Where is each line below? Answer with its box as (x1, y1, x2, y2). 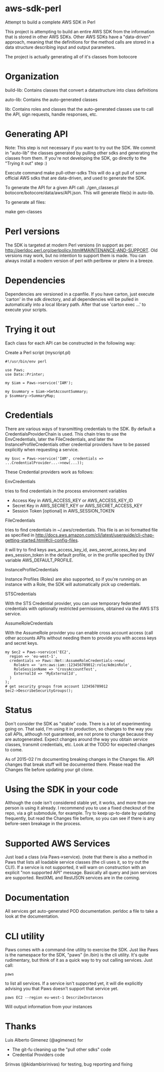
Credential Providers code (12, 1052, 65, 1058)
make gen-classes (5, 209, 42, 215)
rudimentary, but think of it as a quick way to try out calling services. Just (5, 957, 153, 963)
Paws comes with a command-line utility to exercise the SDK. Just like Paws (5, 947, 159, 953)
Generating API (5, 128, 68, 140)
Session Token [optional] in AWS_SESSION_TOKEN (12, 508, 115, 513)
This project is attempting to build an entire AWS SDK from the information (5, 28, 155, 34)
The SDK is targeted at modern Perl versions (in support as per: (5, 242, 133, 248)
